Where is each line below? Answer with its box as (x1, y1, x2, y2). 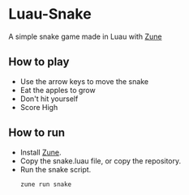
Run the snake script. (19, 164, 92, 174)
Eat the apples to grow (19, 85, 96, 95)
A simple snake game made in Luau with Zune (8, 32, 162, 41)
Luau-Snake (8, 5, 92, 23)
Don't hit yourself (19, 94, 79, 104)
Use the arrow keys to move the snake (19, 76, 148, 86)
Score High (19, 102, 58, 112)
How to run (8, 126, 66, 140)
